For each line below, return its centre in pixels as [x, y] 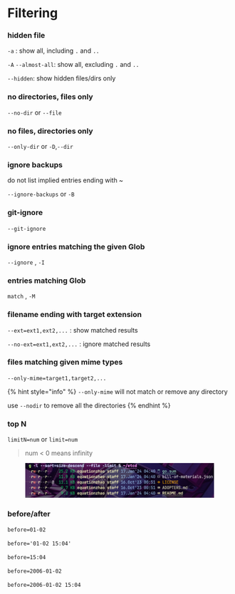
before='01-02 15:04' [40, 543]
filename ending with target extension [75, 315]
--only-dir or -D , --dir [40, 147]
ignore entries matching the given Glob [76, 246]
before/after [29, 514]
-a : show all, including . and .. [53, 51]
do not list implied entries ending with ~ [65, 180]
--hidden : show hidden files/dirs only [62, 78]
